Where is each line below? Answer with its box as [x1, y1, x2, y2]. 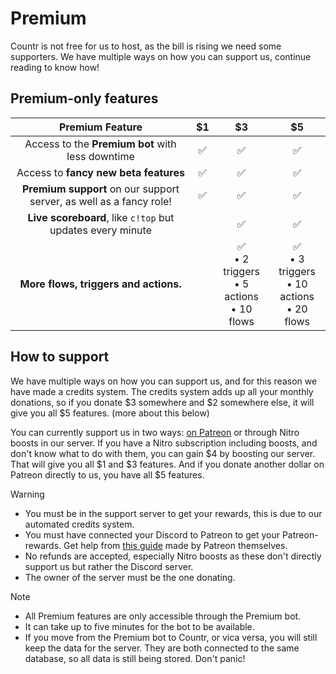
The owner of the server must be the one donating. [24, 571, 236, 583]
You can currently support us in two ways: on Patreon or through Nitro [10, 426, 300, 438]
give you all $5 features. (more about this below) [10, 407, 210, 419]
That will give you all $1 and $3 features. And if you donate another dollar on [10, 458, 325, 470]
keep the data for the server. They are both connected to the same [24, 642, 300, 654]
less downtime [66, 149, 135, 163]
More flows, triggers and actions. [19, 277, 182, 291]
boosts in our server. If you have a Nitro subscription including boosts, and [10, 437, 318, 449]
